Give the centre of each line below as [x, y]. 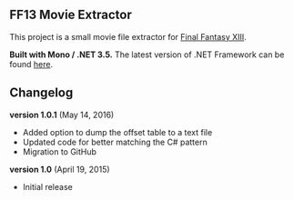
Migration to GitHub [60, 151]
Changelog [41, 93]
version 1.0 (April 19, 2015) [60, 169]
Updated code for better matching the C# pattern [115, 142]
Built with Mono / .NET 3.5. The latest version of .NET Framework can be [147, 55]
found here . [31, 64]
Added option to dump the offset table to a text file [117, 132]
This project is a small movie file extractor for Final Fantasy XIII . [128, 36]
